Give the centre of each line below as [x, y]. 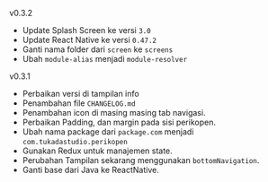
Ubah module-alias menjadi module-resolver [105, 59]
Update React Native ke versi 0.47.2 [89, 40]
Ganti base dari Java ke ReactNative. [90, 170]
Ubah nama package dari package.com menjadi [108, 132]
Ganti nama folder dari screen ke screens [98, 49]
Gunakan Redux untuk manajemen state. [97, 151]
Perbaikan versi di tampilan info [80, 94]
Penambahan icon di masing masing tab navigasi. [114, 113]
